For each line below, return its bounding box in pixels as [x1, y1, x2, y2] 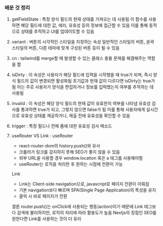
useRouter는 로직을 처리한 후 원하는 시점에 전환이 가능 [19, 161, 123, 167]
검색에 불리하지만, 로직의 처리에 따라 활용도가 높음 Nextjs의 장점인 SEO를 [17, 210, 157, 216]
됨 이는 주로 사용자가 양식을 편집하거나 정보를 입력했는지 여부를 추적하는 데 [11, 84, 154, 90]
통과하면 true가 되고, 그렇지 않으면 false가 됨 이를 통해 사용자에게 [20, 106, 145, 113]
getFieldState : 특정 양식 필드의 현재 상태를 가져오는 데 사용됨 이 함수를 [11, 16, 147, 22]
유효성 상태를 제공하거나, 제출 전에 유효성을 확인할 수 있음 [20, 113, 130, 119]
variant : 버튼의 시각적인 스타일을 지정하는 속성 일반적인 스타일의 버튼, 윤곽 [11, 39, 154, 45]
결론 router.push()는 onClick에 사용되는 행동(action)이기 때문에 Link [11, 204, 143, 209]
